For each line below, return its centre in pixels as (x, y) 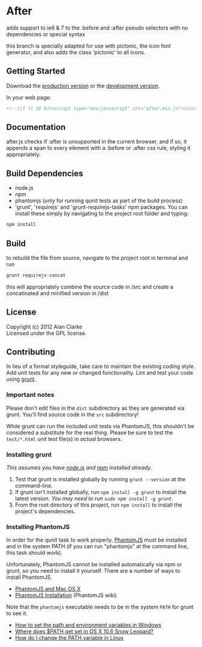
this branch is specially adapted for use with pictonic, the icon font (89, 46)
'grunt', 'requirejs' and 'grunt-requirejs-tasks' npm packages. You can (101, 207)
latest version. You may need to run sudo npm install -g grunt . (94, 499)
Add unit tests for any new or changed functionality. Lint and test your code (100, 373)
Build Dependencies (45, 173)
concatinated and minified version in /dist (58, 293)
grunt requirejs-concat (36, 275)
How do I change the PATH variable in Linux (69, 638)
